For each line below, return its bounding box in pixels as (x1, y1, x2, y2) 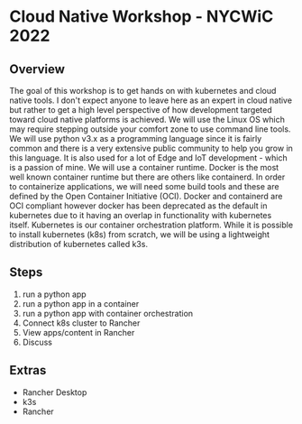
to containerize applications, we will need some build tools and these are (9, 181, 279, 191)
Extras (9, 363, 47, 378)
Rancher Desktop (22, 386, 87, 398)
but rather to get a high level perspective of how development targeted (9, 105, 272, 115)
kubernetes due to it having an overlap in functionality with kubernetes (9, 210, 272, 220)
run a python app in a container (22, 298, 140, 309)
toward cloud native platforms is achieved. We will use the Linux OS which (9, 115, 286, 124)
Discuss (22, 336, 52, 347)
